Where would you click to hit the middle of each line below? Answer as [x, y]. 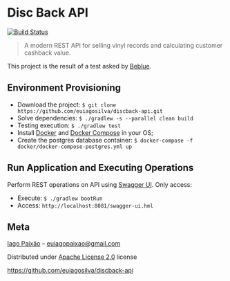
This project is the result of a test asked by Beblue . [79, 66]
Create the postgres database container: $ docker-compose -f [105, 140]
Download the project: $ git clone [66, 105]
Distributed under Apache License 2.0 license [72, 257]
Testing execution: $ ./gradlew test [69, 125]
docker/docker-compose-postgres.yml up [75, 147]
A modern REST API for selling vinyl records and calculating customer [123, 45]
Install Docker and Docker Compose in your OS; [85, 132]
